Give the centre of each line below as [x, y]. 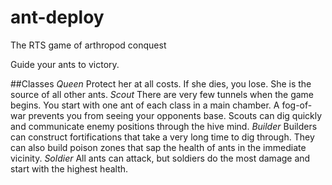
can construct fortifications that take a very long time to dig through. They [162, 137]
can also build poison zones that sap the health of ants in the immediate [158, 147]
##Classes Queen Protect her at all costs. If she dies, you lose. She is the [161, 83]
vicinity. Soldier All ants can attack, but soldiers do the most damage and [160, 158]
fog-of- [297, 105]
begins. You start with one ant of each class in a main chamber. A [145, 105]
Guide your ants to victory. [65, 64]
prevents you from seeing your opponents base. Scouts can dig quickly [175, 115]
